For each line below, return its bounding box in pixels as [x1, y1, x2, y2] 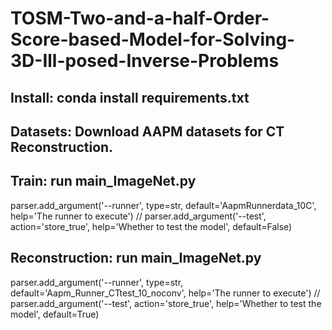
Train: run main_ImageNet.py [10, 173, 197, 190]
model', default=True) [10, 308, 100, 320]
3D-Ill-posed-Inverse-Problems [10, 50, 280, 72]
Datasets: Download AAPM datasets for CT [10, 123, 285, 140]
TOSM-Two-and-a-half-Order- [10, 7, 270, 30]
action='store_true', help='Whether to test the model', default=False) [10, 220, 293, 232]
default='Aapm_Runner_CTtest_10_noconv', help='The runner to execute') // [10, 287, 321, 299]
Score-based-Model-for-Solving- [10, 28, 296, 51]
